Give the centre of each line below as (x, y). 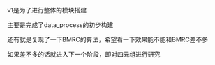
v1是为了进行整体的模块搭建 (47, 10)
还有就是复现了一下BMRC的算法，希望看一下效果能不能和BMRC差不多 (108, 39)
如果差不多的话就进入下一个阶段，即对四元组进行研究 (84, 54)
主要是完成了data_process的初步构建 (60, 25)
